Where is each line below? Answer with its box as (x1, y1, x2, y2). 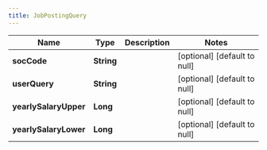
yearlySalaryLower (12, 124, 86, 135)
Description (124, 37, 170, 48)
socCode (12, 55, 48, 66)
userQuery (12, 78, 54, 89)
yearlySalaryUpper (12, 101, 86, 112)
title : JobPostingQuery (8, 11, 87, 20)
